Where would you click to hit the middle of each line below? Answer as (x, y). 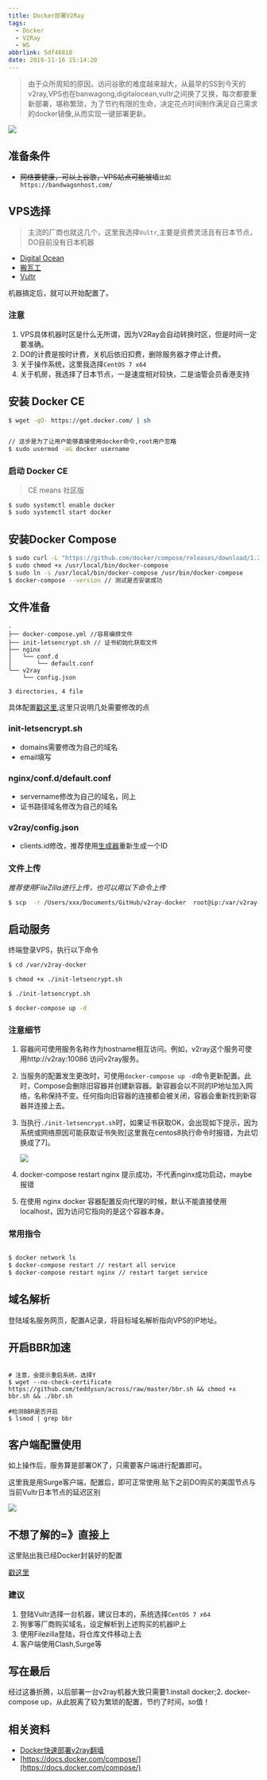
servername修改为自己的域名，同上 (78, 796)
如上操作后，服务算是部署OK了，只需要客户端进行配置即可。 (107, 1465)
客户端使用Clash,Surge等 (61, 1644)
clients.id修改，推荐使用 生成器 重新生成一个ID (94, 846)
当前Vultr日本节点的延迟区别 (54, 1492)
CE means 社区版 (56, 490)
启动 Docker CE (38, 471)
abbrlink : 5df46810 (41, 53)
